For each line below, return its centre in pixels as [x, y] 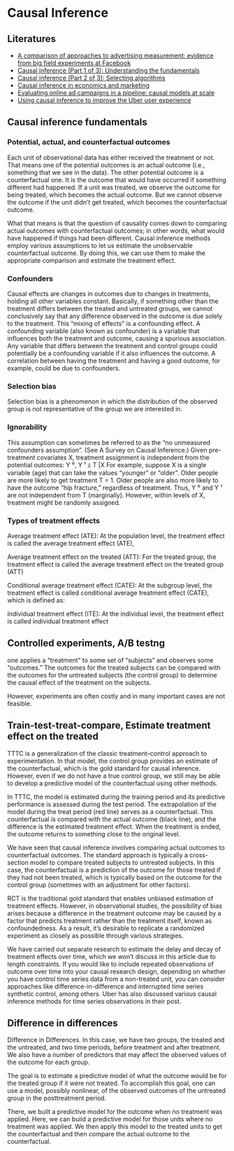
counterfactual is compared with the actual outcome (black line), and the [112, 819]
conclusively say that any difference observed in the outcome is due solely [115, 316]
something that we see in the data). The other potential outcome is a [105, 172]
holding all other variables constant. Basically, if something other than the [113, 301]
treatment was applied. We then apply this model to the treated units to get [115, 1126]
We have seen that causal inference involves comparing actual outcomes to [116, 847]
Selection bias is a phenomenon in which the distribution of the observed [112, 401]
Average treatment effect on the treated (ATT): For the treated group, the [112, 557]
